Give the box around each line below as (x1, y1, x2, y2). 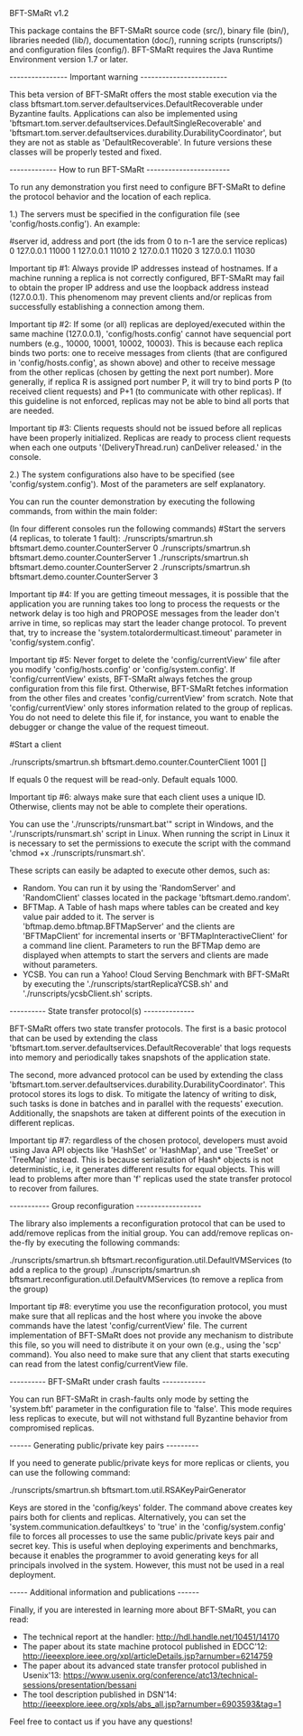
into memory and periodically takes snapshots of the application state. (9, 1052, 271, 1063)
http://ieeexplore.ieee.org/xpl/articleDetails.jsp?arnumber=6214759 (22, 1651, 273, 1661)
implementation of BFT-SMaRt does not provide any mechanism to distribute (9, 1330, 294, 1340)
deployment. (9, 1570, 56, 1580)
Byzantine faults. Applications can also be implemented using (9, 108, 238, 118)
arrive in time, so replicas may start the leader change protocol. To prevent (9, 618, 287, 628)
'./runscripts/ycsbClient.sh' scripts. (22, 989, 153, 999)
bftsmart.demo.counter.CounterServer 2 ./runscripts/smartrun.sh (9, 562, 251, 572)
